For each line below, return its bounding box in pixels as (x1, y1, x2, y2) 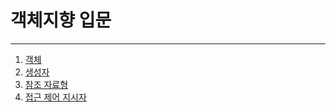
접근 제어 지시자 (24, 91, 87, 103)
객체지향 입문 (10, 9, 112, 32)
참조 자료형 (24, 78, 69, 90)
